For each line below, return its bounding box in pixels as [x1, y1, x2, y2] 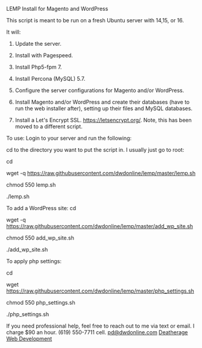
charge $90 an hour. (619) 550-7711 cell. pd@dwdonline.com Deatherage [6, 329, 188, 336]
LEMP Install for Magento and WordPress [6, 5, 109, 12]
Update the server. [14, 40, 62, 47]
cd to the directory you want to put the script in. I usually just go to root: [6, 146, 185, 153]
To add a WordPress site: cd [6, 205, 77, 211]
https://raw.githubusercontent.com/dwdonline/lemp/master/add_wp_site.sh [6, 223, 194, 229]
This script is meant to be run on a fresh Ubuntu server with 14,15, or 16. [6, 17, 185, 23]
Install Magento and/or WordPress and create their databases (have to [14, 99, 190, 105]
